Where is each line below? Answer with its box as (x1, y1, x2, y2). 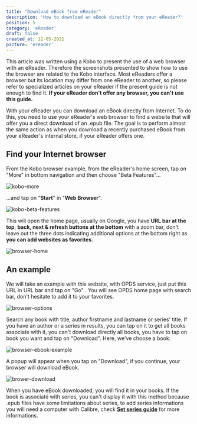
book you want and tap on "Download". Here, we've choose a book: (6, 335, 171, 342)
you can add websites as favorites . (6, 236, 93, 243)
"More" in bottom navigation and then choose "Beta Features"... (6, 171, 161, 178)
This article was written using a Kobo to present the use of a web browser (6, 57, 186, 65)
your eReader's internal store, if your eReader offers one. (6, 132, 145, 139)
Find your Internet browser (6, 149, 107, 160)
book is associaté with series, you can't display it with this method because (6, 393, 189, 400)
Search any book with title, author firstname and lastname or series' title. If (6, 316, 188, 323)
